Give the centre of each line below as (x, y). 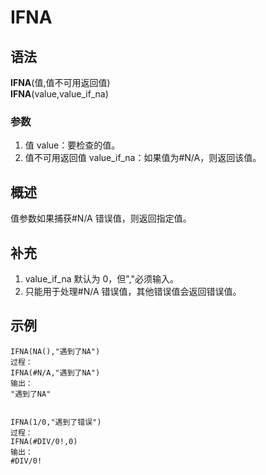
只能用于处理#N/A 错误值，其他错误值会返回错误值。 (133, 291)
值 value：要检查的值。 (72, 145)
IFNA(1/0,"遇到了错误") (56, 422)
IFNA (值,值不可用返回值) (60, 82)
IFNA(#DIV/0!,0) (44, 441)
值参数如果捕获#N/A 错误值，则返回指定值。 (101, 218)
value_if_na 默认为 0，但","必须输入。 (101, 278)
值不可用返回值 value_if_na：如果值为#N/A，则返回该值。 (143, 158)
